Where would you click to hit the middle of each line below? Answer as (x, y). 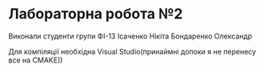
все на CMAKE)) (36, 60)
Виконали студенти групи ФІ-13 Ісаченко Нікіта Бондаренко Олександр (130, 36)
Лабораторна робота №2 (96, 14)
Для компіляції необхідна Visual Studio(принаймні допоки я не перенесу (132, 51)
